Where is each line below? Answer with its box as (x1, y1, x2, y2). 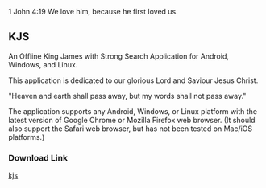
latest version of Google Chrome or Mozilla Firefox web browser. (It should (8, 115, 256, 125)
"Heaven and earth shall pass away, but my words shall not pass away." (8, 91, 247, 100)
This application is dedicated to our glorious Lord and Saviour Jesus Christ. (8, 76, 259, 85)
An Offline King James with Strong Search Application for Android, (8, 51, 230, 61)
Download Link (8, 152, 69, 163)
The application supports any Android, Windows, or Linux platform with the (8, 106, 258, 116)
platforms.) (8, 132, 45, 141)
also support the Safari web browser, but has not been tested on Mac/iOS (8, 124, 253, 133)
